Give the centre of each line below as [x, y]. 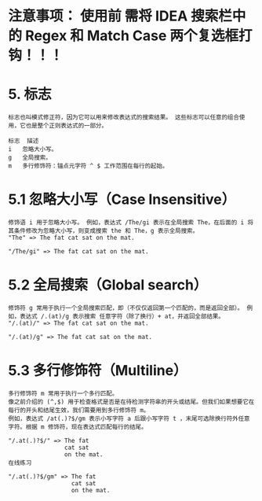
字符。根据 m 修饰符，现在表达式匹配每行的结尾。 [78, 427]
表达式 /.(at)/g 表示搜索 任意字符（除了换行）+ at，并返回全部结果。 [122, 316]
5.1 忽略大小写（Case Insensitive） [122, 199]
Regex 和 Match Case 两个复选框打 [138, 36]
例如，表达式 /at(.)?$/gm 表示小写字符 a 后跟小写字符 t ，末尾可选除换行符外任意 [129, 418]
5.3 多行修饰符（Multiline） [98, 371]
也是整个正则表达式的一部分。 [67, 126]
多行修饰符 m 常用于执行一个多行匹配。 [63, 393]
